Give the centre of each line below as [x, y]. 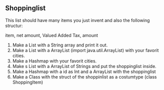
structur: [14, 25]
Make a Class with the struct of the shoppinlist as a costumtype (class [84, 76]
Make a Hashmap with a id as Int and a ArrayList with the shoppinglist [84, 71]
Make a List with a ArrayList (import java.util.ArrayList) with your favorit [85, 50]
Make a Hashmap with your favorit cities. [54, 61]
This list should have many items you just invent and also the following [77, 20]
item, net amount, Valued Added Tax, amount [52, 35]
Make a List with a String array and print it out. [60, 45]
